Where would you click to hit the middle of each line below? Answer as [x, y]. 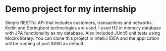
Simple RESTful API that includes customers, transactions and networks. [79, 23]
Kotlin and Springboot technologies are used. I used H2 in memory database [83, 27]
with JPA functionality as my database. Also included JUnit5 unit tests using [83, 33]
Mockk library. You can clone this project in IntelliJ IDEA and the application [82, 38]
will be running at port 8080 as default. [45, 43]
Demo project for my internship [71, 9]
